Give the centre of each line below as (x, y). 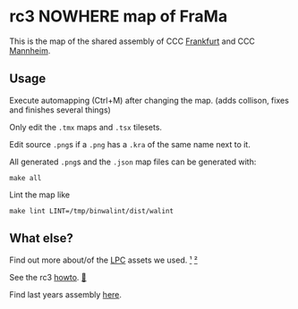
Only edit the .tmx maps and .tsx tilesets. (86, 127)
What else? (41, 238)
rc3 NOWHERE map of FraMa (119, 17)
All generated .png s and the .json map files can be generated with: (133, 162)
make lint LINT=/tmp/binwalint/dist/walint (92, 211)
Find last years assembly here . (66, 294)
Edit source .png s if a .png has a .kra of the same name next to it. (130, 144)
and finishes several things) (60, 110)
